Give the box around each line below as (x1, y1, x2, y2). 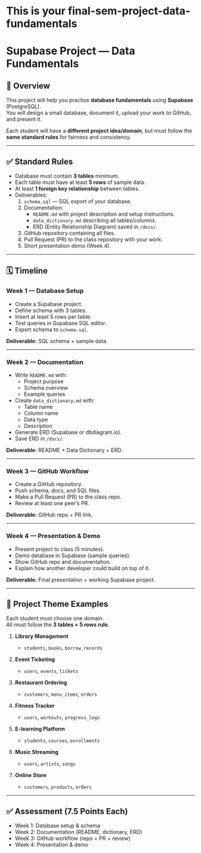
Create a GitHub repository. (14, 481, 83, 488)
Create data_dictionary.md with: (14, 396, 95, 404)
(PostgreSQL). (6, 103, 41, 110)
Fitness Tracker (14, 702, 55, 710)
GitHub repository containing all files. (23, 230, 115, 237)
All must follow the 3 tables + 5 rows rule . (6, 621, 109, 628)
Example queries (23, 390, 66, 398)
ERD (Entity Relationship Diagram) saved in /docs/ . (32, 223, 157, 230)
